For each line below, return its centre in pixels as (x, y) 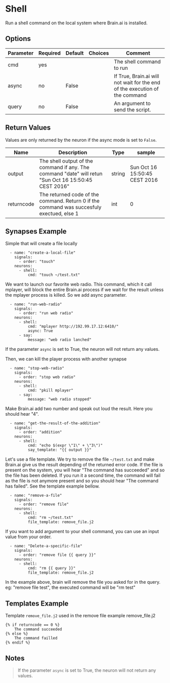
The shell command (137, 61)
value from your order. (29, 537)
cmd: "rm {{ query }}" (52, 568)
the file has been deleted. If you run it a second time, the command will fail (83, 475)
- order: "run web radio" (46, 313)
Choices (99, 53)
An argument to (132, 103)
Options (18, 39)
